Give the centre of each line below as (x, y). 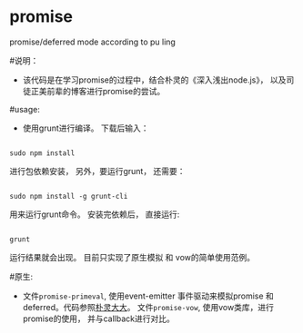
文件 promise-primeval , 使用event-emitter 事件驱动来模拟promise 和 (148, 296)
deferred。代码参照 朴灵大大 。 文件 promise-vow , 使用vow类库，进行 (148, 307)
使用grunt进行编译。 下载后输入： (86, 128)
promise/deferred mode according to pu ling (92, 42)
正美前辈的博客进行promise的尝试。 (98, 91)
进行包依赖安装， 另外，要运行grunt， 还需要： (97, 171)
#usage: (25, 109)
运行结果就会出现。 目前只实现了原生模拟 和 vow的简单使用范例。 (132, 257)
